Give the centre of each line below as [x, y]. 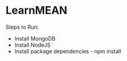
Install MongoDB [35, 38]
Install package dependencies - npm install [68, 51]
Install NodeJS [33, 45]
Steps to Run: [22, 27]
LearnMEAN [36, 10]
